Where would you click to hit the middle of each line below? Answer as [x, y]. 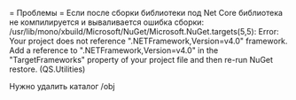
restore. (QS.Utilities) [47, 69]
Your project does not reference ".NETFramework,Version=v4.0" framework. [148, 41]
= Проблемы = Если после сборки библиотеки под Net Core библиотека [146, 13]
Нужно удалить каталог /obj [62, 86]
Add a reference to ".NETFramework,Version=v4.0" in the [114, 50]
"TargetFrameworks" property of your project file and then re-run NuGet [141, 60]
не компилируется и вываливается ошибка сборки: [107, 22]
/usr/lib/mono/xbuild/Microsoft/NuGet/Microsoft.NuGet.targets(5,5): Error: [144, 31]
